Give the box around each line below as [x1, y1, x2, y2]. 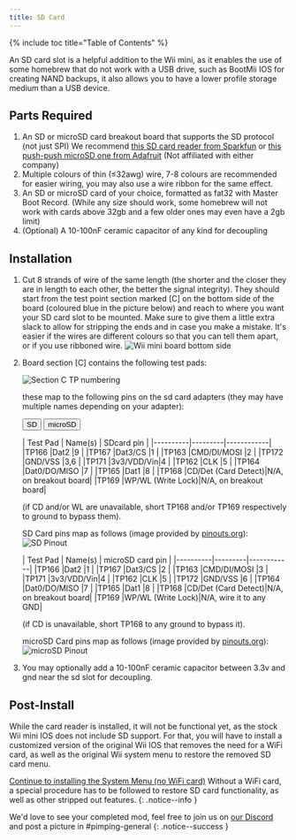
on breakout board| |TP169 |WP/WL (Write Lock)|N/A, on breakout [21, 475, 263, 486]
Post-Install [9, 698, 75, 713]
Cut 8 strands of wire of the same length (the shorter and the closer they [21, 275, 287, 286]
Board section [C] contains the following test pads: [21, 357, 208, 368]
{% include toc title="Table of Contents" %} [9, 37, 169, 48]
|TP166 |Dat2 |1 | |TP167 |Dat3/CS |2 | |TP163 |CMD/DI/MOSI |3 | [34, 564, 269, 575]
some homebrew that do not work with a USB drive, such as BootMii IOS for [9, 64, 285, 74]
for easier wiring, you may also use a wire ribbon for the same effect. [21, 179, 274, 189]
